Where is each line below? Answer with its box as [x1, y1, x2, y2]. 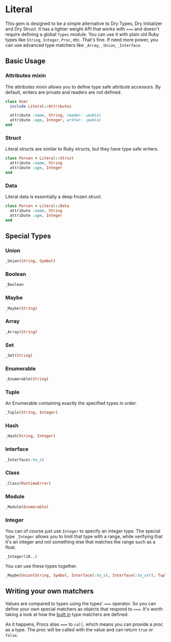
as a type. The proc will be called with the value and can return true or [5, 626, 154, 632]
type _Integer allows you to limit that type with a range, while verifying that [5, 534, 163, 540]
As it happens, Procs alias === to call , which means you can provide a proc [5, 621, 163, 627]
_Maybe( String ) [5, 305, 38, 311]
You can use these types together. [5, 563, 77, 569]
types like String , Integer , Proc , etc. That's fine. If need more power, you [5, 37, 159, 43]
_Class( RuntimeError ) [5, 481, 51, 486]
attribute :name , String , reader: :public [10, 113, 101, 118]
